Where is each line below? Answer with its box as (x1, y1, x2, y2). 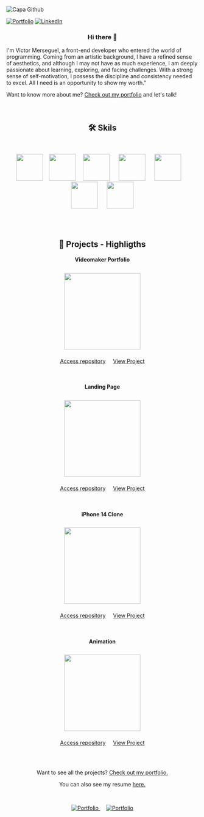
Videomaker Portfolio (74, 256, 130, 263)
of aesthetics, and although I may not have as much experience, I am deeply (6, 60, 198, 67)
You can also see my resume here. (58, 780, 146, 788)
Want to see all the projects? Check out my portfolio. (36, 769, 169, 776)
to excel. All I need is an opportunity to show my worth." (6, 79, 147, 87)
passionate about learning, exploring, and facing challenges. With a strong (6, 66, 193, 73)
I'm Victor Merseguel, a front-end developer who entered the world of (6, 46, 181, 54)
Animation (88, 637, 116, 645)
